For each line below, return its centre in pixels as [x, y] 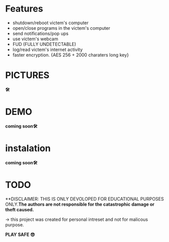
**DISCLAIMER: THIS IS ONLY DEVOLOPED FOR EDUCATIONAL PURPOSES [84, 199]
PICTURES [27, 75]
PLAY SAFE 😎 [20, 234]
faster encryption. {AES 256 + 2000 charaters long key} [71, 55]
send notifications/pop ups [41, 33]
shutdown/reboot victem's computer [50, 23]
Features [24, 9]
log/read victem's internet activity [48, 49]
